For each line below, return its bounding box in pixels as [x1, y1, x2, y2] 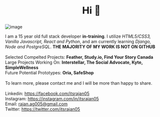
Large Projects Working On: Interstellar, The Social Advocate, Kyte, [5, 59, 143, 66]
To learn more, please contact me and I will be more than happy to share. [5, 80, 153, 86]
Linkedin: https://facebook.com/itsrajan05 [5, 91, 90, 96]
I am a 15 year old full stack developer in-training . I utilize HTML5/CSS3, [5, 33, 151, 39]
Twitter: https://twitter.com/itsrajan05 [5, 106, 80, 112]
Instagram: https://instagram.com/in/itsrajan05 [5, 96, 99, 102]
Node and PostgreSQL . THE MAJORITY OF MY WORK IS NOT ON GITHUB [5, 44, 156, 50]
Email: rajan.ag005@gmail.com [5, 101, 68, 107]
